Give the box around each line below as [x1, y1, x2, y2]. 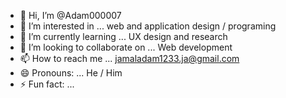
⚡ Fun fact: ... [19, 78, 75, 90]
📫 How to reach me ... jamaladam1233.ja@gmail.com [19, 53, 240, 64]
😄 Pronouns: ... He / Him [19, 67, 123, 79]
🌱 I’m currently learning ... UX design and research [19, 31, 228, 42]
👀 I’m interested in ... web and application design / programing [19, 20, 277, 32]
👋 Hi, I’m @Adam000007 [19, 10, 122, 21]
